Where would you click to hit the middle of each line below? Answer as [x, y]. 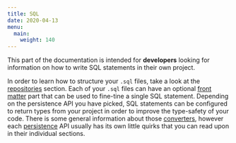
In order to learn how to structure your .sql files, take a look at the [104, 81]
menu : [15, 27]
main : [22, 33]
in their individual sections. [46, 134]
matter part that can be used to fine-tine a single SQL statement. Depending [118, 97]
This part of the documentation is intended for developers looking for [108, 60]
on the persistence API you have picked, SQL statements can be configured [118, 104]
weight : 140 [37, 40]
